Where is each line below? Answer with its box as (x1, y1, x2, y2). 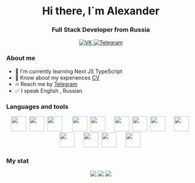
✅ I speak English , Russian (14, 87, 83, 94)
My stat (6, 157, 29, 165)
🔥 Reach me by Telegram (14, 80, 78, 87)
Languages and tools (6, 102, 69, 111)
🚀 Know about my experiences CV (14, 74, 100, 81)
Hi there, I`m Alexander (41, 4, 160, 18)
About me (6, 54, 36, 62)
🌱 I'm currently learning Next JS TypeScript (14, 68, 123, 75)
